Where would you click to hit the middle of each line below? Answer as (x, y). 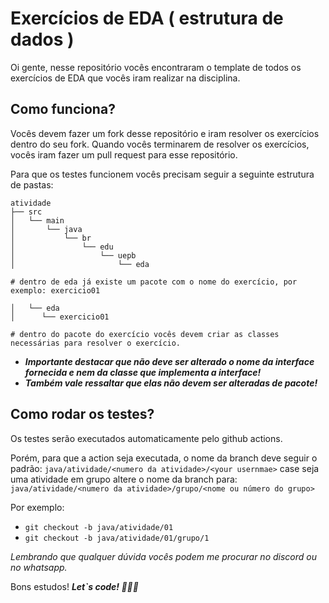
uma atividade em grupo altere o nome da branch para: (124, 479)
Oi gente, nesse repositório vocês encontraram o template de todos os (156, 67)
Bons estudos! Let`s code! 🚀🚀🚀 (74, 586)
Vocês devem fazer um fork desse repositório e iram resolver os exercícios (165, 133)
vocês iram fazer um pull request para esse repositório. (124, 154)
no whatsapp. (39, 567)
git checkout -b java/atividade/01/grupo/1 (117, 538)
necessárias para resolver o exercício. (96, 343)
